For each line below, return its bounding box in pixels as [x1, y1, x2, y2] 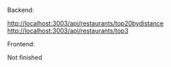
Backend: [7, 6, 35, 14]
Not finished [7, 53, 43, 61]
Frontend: [7, 40, 35, 48]
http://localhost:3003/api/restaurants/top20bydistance [7, 19, 164, 27]
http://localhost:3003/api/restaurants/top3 [7, 27, 129, 35]
